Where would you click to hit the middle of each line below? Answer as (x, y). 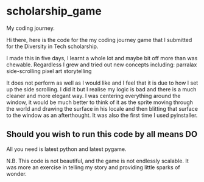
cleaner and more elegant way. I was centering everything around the (93, 96)
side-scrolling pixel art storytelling (49, 71)
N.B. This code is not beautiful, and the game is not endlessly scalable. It (97, 161)
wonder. (17, 173)
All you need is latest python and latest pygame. (66, 149)
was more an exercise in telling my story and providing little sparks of (93, 167)
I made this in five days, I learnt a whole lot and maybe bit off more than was (102, 58)
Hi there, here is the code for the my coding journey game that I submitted (99, 40)
